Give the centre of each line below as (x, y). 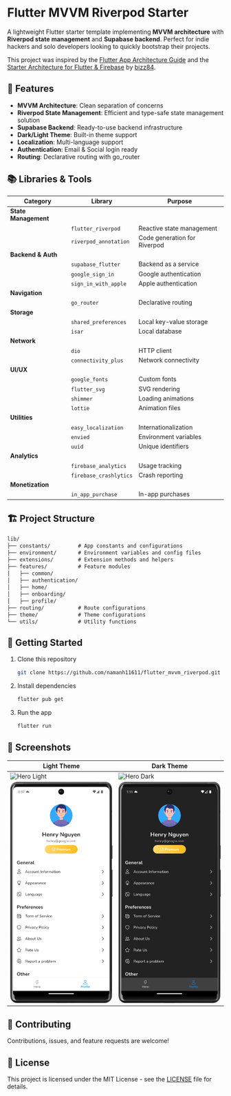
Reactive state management (178, 228)
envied (80, 437)
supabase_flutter (96, 265)
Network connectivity (169, 360)
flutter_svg (88, 389)
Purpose (180, 201)
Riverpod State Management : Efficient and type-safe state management (120, 112)
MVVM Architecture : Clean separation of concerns (90, 105)
